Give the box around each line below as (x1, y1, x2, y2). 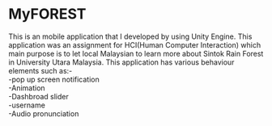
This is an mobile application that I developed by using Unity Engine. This (8, 31, 253, 41)
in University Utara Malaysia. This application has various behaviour (8, 57, 235, 67)
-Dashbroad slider (8, 91, 69, 101)
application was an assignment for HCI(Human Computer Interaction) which (8, 40, 261, 49)
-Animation (8, 82, 46, 93)
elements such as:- (8, 65, 73, 75)
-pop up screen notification (8, 74, 100, 84)
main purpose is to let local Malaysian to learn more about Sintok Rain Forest (8, 48, 264, 58)
